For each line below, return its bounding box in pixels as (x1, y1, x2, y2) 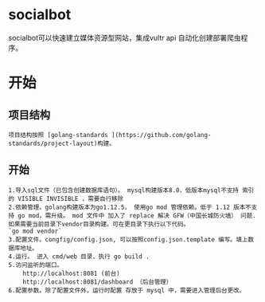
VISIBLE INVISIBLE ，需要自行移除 (18, 194, 124, 202)
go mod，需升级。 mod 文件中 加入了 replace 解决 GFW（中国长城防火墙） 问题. (18, 211, 256, 220)
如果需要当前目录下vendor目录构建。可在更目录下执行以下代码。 (8, 220, 190, 228)
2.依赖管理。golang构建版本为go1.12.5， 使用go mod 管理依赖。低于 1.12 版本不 (8, 203, 252, 211)
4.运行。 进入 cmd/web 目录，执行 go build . (8, 253, 150, 261)
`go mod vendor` (8, 227, 62, 235)
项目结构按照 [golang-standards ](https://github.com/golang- (8, 131, 212, 139)
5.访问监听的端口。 (8, 261, 64, 269)
